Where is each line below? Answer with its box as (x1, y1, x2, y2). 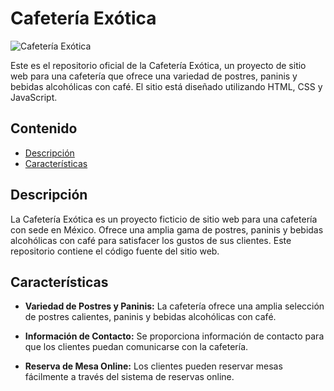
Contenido (10, 120, 78, 137)
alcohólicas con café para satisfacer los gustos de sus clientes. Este (10, 234, 292, 246)
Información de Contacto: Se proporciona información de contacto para (24, 330, 325, 342)
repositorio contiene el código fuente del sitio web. (10, 245, 220, 257)
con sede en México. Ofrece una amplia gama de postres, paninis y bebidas (10, 223, 324, 236)
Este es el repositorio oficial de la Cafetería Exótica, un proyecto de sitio (10, 59, 307, 71)
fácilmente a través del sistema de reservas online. (24, 371, 235, 383)
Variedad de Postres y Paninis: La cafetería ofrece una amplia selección (24, 300, 325, 312)
